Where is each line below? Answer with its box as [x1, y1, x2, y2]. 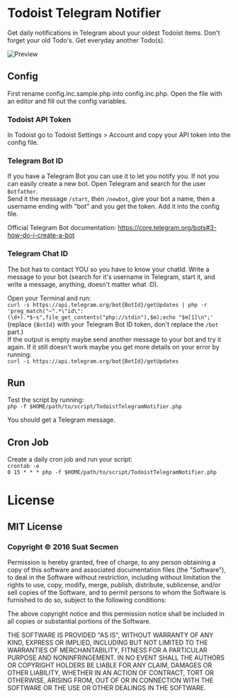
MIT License [7, 520, 63, 533]
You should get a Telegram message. [7, 415, 115, 424]
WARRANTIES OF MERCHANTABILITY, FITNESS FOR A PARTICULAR [7, 646, 208, 655]
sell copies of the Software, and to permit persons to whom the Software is [7, 588, 227, 597]
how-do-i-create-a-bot [7, 231, 75, 239]
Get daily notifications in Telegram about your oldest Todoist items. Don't [7, 28, 220, 37]
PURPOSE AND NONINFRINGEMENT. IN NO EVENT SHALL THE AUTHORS [7, 653, 225, 662]
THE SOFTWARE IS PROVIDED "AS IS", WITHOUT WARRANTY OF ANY [7, 631, 214, 640]
